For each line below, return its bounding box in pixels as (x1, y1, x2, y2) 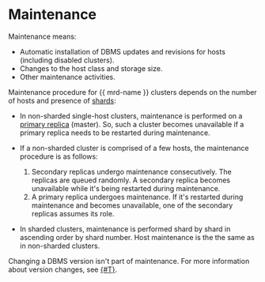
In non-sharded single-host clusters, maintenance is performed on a (19, 111, 243, 120)
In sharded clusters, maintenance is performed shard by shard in (19, 224, 231, 234)
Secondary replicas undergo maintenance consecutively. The (31, 167, 232, 176)
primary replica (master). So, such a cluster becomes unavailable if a (19, 119, 244, 129)
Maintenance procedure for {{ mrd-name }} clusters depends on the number (8, 87, 257, 96)
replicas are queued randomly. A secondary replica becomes (31, 175, 231, 185)
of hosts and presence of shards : (8, 96, 116, 105)
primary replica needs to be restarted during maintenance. (19, 128, 211, 137)
